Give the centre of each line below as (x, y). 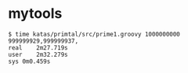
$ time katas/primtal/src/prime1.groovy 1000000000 (94, 34)
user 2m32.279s (38, 54)
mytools (35, 14)
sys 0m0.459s (29, 61)
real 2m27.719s (38, 47)
